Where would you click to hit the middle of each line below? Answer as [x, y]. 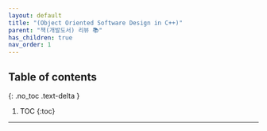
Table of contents [52, 77]
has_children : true [41, 37]
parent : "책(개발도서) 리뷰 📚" [56, 30]
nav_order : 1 [30, 45]
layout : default [35, 15]
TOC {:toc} [37, 110]
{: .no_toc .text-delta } [44, 95]
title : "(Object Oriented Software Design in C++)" [95, 23]
